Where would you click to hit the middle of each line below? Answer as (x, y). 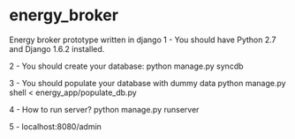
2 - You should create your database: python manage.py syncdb (127, 66)
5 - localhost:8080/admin (55, 126)
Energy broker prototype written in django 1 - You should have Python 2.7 (143, 40)
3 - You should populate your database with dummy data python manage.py (147, 83)
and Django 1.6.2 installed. (57, 48)
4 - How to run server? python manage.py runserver (104, 109)
